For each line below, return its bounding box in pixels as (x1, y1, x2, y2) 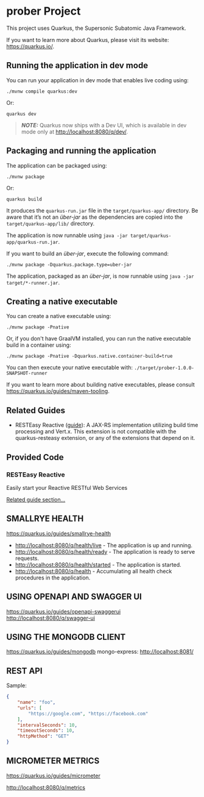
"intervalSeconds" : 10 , (17, 722, 78, 728)
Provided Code (6, 452, 64, 462)
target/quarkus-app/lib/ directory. (6, 219, 95, 227)
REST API (6, 665, 43, 676)
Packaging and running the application (6, 146, 157, 156)
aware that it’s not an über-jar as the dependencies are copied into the (6, 213, 183, 221)
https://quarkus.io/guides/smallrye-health (6, 530, 111, 537)
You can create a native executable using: (6, 313, 111, 320)
